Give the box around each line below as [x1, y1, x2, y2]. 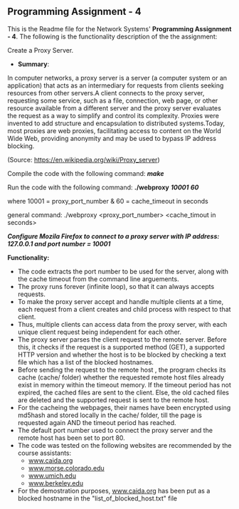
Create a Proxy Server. [7, 46, 74, 54]
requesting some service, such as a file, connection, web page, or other [7, 96, 218, 105]
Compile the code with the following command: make [7, 169, 164, 177]
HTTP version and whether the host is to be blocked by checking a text [17, 350, 226, 359]
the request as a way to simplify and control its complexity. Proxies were [7, 111, 219, 120]
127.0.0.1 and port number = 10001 [7, 239, 111, 248]
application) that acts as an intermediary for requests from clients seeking [7, 81, 224, 90]
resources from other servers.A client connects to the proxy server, [7, 88, 205, 97]
